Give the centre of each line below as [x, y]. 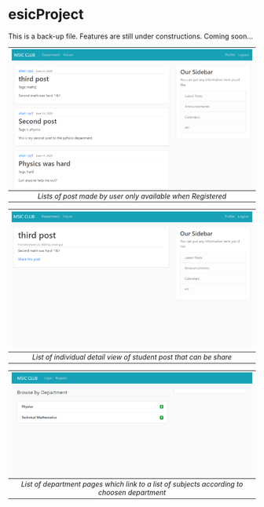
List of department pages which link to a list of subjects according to [132, 484]
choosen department [132, 493]
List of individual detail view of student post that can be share [132, 357]
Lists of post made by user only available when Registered [132, 196]
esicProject [46, 15]
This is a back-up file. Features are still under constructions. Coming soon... [131, 36]
